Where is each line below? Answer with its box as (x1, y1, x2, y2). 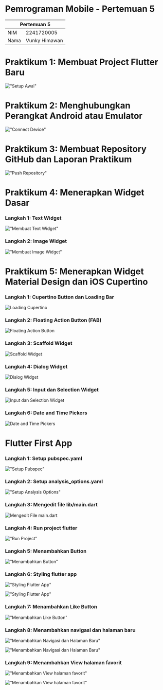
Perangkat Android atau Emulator (5, 110, 143, 122)
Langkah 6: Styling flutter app (5, 571, 77, 578)
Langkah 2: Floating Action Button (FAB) (5, 317, 102, 323)
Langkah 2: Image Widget (5, 238, 67, 245)
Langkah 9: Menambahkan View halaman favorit (5, 659, 122, 666)
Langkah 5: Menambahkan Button (5, 548, 87, 554)
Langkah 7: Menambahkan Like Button (5, 603, 97, 610)
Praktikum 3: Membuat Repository (5, 143, 147, 154)
